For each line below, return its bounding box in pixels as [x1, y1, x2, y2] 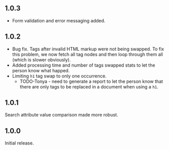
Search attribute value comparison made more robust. [5, 112, 118, 118]
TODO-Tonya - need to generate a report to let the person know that [19, 78, 163, 84]
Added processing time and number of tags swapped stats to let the [12, 62, 156, 68]
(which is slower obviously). [12, 56, 71, 63]
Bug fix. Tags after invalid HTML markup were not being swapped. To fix [12, 46, 164, 52]
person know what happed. [12, 67, 70, 73]
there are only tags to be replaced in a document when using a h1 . [19, 83, 159, 89]
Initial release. [5, 140, 34, 146]
